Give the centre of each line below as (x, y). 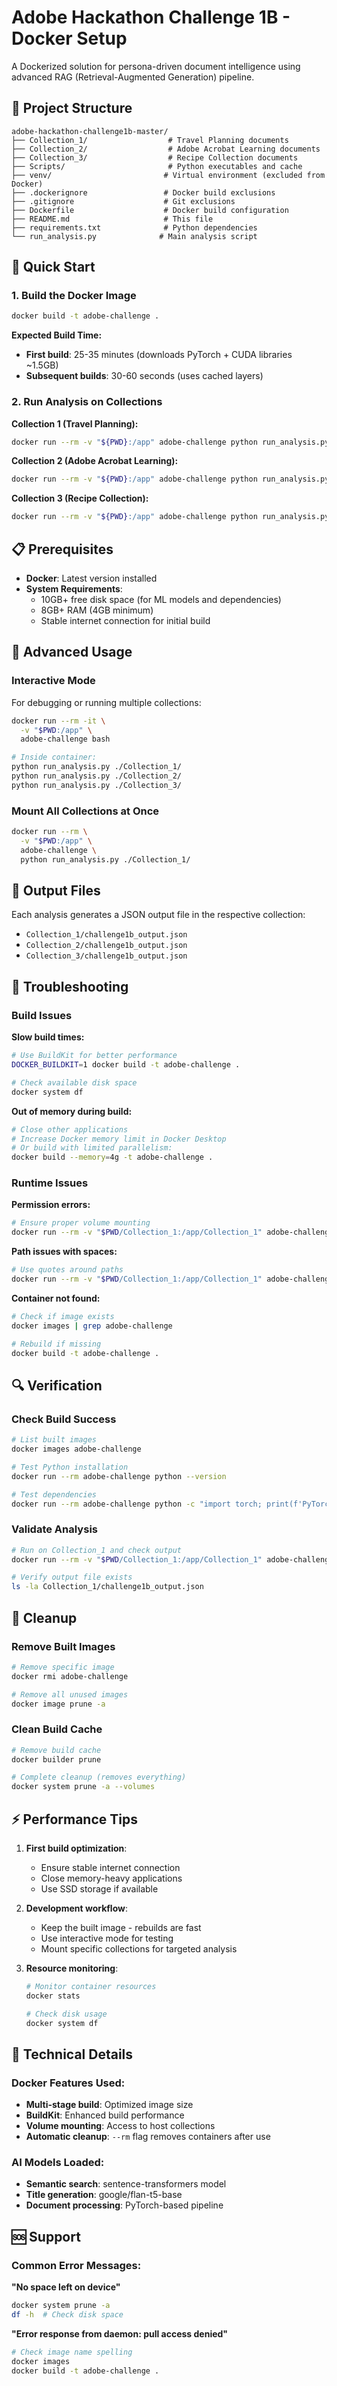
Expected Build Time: (57, 335)
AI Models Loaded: (58, 2163)
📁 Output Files (56, 891)
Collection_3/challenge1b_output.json (106, 956)
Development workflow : (76, 1908)
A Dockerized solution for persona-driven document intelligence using (156, 66)
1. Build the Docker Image (74, 296)
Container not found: (56, 1298)
